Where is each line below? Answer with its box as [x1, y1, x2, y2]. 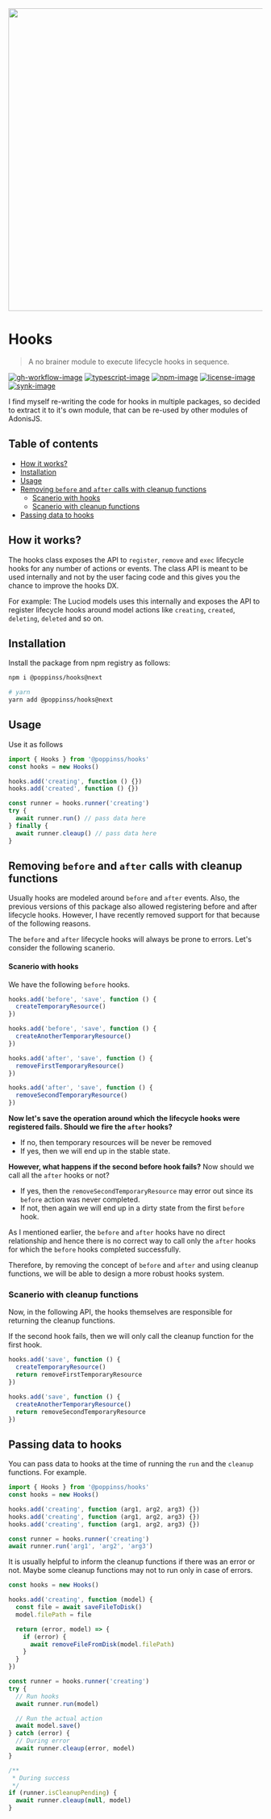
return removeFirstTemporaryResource [15, 1371, 143, 1379]
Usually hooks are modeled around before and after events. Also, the [8, 893, 240, 903]
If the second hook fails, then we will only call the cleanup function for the [8, 1332, 254, 1341]
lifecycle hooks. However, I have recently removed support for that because [8, 910, 261, 920]
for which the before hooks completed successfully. [8, 1244, 181, 1254]
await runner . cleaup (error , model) [15, 1745, 135, 1753]
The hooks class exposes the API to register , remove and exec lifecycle [8, 554, 244, 564]
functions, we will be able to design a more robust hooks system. [8, 1269, 224, 1278]
